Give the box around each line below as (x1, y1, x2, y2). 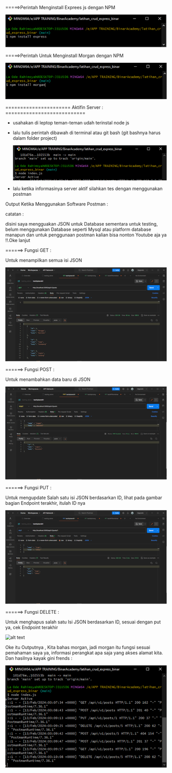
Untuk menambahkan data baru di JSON (5, 376, 91, 382)
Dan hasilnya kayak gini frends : (5, 655, 73, 661)
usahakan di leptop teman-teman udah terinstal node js (12, 119, 130, 125)
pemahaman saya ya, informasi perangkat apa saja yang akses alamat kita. (5, 650, 163, 656)
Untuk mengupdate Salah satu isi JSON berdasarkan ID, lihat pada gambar (5, 494, 162, 501)
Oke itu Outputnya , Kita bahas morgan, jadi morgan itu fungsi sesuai (5, 645, 150, 651)
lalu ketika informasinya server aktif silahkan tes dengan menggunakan (12, 185, 163, 192)
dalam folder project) (12, 135, 57, 141)
